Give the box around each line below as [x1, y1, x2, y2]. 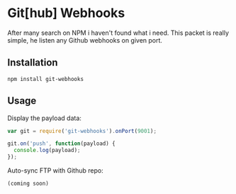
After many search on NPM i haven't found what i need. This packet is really [7, 28, 229, 37]
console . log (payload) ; [13, 147, 81, 154]
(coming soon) [7, 180, 50, 188]
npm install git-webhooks [7, 75, 84, 82]
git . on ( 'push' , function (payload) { [7, 140, 116, 147]
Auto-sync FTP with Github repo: [7, 166, 104, 175]
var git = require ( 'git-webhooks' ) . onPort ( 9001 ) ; [7, 127, 157, 134]
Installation [7, 57, 58, 69]
